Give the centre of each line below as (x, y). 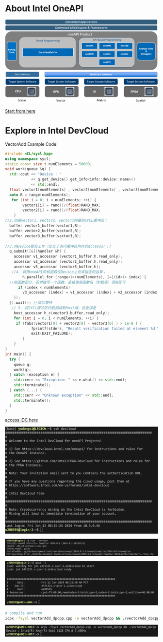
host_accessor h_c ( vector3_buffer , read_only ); (62, 313)
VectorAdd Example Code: (32, 144)
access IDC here (22, 420)
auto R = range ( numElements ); (40, 195)
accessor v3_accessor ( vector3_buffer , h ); (57, 267)
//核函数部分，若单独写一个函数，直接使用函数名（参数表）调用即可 (68, 282)
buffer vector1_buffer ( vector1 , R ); (45, 226)
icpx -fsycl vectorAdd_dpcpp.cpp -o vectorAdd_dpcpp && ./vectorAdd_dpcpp (82, 618)
